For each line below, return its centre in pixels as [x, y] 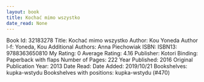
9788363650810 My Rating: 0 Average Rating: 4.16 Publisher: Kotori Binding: [102, 53]
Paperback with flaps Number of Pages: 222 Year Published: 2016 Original [100, 60]
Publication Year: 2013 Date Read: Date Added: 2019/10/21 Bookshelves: [97, 66]
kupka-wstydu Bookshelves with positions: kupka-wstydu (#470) [88, 73]
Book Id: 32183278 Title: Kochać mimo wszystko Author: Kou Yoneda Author [102, 41]
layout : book [23, 12]
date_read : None [27, 23]
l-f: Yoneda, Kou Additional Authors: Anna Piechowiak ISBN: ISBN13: [92, 47]
